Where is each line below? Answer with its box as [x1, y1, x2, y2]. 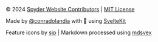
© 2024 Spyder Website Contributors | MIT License [5, 6, 135, 13]
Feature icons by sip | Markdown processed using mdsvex [5, 29, 152, 36]
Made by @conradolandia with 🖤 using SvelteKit [5, 17, 126, 24]
